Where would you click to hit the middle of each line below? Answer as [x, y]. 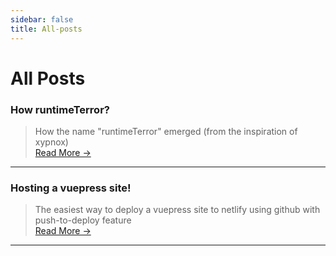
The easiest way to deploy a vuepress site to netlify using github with [177, 210]
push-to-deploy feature [83, 220]
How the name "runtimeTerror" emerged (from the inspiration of [166, 131]
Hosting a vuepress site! [71, 188]
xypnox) [51, 142]
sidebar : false [42, 19]
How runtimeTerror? [60, 109]
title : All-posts [46, 29]
